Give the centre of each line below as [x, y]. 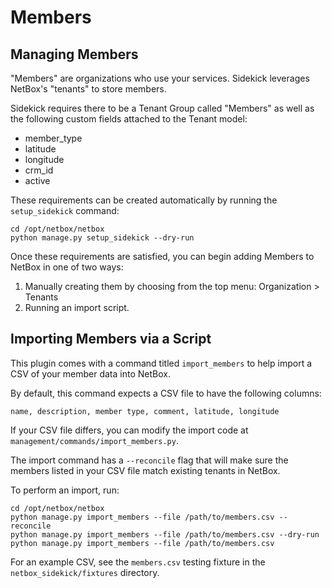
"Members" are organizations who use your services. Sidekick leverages [160, 78]
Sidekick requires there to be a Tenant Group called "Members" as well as [162, 108]
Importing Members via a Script [111, 339]
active [37, 180]
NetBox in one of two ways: [67, 267]
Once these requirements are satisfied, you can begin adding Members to [162, 256]
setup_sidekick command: [65, 210]
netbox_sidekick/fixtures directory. [85, 572]
